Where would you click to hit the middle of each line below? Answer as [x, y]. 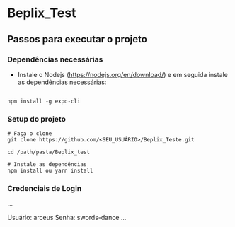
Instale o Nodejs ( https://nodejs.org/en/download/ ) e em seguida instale [122, 74]
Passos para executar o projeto [77, 39]
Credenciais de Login [45, 189]
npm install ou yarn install [50, 171]
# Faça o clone [30, 134]
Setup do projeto [36, 119]
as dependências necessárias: [62, 82]
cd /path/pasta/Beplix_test [49, 152]
